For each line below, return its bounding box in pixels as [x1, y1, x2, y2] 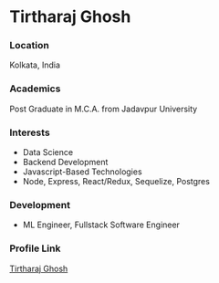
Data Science [22, 147, 74, 158]
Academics [9, 82, 61, 95]
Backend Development [22, 157, 109, 168]
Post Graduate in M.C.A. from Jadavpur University [9, 103, 198, 114]
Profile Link [9, 242, 61, 255]
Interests [9, 126, 50, 139]
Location [9, 39, 50, 52]
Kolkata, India [9, 59, 61, 70]
